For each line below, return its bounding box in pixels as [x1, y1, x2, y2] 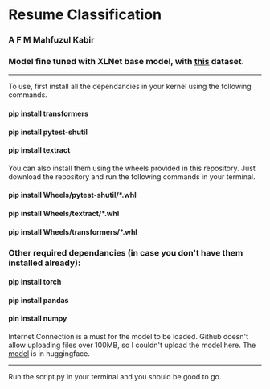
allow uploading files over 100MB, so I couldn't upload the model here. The [8, 340, 256, 350]
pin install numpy [8, 313, 67, 323]
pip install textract [8, 145, 71, 155]
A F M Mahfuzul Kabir [8, 35, 95, 46]
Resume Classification [8, 6, 162, 24]
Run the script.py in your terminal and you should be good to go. [8, 371, 222, 381]
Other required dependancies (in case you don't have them [8, 247, 243, 258]
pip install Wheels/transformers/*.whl [8, 227, 138, 236]
